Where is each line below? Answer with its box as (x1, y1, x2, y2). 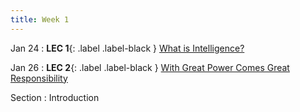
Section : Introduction (10, 91, 100, 103)
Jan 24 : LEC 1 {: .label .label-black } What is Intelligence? (10, 42, 245, 54)
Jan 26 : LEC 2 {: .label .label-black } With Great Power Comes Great (10, 61, 290, 73)
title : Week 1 (10, 14, 70, 25)
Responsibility (10, 72, 68, 84)
